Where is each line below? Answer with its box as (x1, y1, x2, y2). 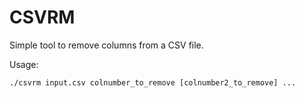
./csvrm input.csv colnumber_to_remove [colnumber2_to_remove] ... (9, 77, 297, 88)
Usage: (9, 58, 39, 70)
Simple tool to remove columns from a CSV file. (9, 39, 204, 51)
